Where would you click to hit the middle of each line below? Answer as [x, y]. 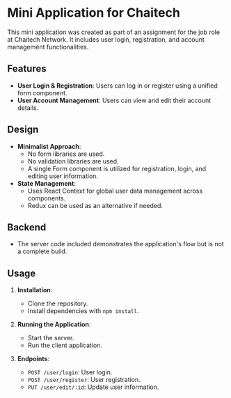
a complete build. [42, 251]
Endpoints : [33, 359]
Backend [27, 227]
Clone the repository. [58, 303]
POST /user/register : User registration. [84, 380]
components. [47, 198]
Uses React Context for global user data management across [115, 191]
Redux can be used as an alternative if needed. [95, 205]
